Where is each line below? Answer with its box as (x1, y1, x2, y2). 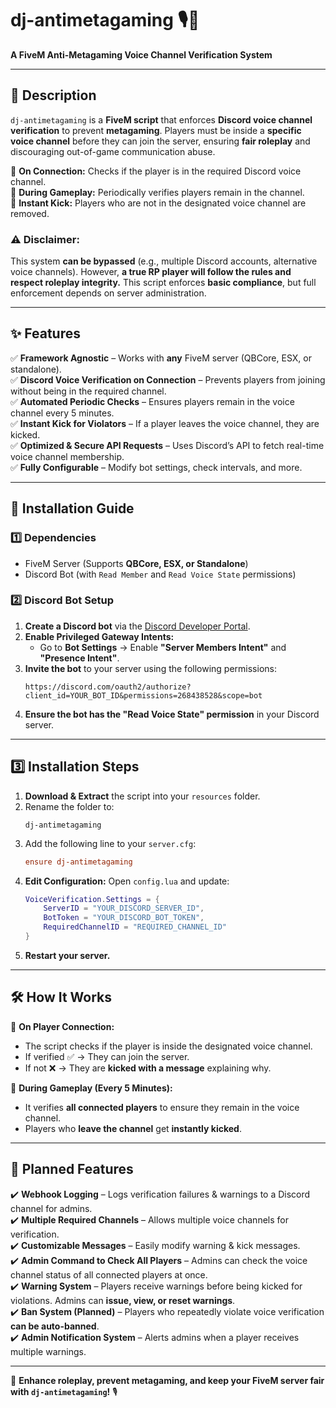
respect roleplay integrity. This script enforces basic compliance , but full (10, 277, 317, 289)
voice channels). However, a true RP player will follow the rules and (10, 266, 292, 278)
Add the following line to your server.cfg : (24, 837, 197, 849)
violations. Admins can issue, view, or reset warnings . (10, 1294, 236, 1306)
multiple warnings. (10, 1345, 87, 1357)
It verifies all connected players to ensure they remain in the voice (24, 1101, 300, 1113)
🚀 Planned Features (10, 1161, 134, 1178)
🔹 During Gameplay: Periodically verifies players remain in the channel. (10, 186, 305, 198)
